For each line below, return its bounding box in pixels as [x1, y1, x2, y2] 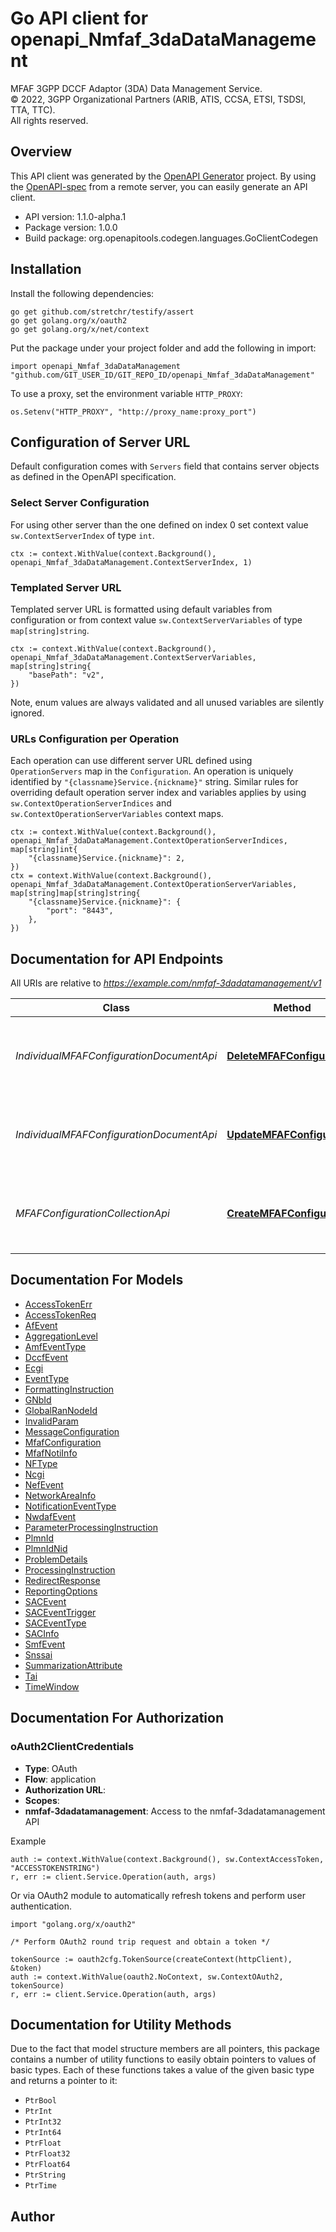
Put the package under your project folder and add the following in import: [10, 342, 317, 354]
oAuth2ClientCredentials [10, 1740, 135, 1754]
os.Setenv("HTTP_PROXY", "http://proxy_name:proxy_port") [10, 407, 257, 417]
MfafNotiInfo [24, 1447, 78, 1459]
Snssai [24, 1648, 53, 1661]
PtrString [24, 2170, 67, 2181]
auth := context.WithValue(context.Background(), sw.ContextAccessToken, [10, 1854, 325, 1864]
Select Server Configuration [10, 496, 150, 510]
